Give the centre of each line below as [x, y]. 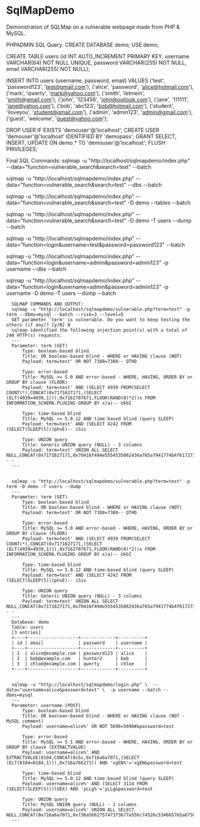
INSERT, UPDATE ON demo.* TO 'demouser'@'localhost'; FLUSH [86, 142]
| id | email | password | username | [79, 643]
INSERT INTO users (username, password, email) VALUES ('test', [86, 80]
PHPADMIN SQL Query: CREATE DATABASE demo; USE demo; [83, 45]
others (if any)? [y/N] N [38, 325]
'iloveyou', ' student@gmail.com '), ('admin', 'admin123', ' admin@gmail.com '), [100, 112]
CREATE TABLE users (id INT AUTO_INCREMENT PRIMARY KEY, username [98, 56]
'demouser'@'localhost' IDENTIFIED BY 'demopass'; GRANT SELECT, [91, 136]
